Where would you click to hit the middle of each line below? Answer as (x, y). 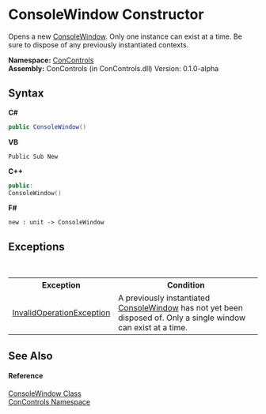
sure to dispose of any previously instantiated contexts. (99, 44)
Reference (26, 376)
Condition (186, 285)
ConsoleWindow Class (45, 393)
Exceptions (36, 247)
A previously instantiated (164, 298)
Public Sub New (33, 156)
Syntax (26, 94)
